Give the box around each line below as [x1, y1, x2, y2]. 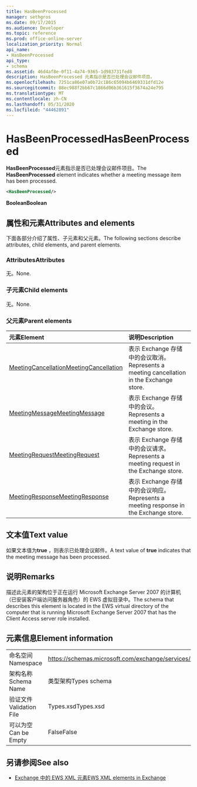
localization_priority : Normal [6, 42, 83, 48]
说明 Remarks [6, 572, 55, 582]
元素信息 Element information [6, 633, 113, 643]
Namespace [9, 659, 43, 667]
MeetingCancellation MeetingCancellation [9, 363, 123, 371]
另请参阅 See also [6, 758, 69, 768]
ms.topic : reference [6, 31, 57, 36]
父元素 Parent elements [6, 316, 72, 325]
